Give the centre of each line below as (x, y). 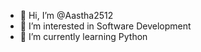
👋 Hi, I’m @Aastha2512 (66, 15)
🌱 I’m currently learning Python (83, 36)
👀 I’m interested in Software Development (105, 26)
